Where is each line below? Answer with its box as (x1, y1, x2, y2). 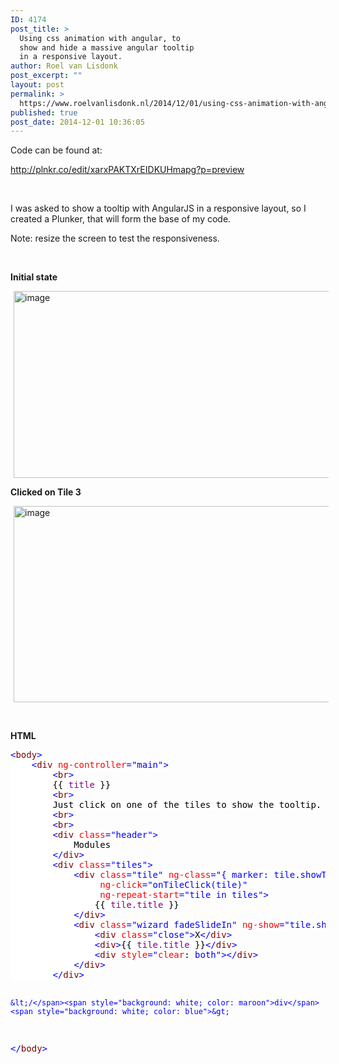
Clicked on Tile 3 (10, 486, 82, 498)
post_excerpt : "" (10, 71, 83, 81)
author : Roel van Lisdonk (10, 61, 118, 71)
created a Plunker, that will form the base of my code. (10, 213, 232, 225)
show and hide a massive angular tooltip (19, 42, 195, 53)
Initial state (10, 271, 58, 283)
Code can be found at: (10, 144, 103, 156)
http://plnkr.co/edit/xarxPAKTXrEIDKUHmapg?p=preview (10, 164, 245, 176)
